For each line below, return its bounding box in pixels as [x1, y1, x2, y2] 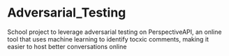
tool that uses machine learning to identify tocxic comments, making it [7, 35, 209, 43]
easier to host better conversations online [7, 42, 127, 50]
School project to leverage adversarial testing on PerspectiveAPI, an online [7, 28, 222, 36]
